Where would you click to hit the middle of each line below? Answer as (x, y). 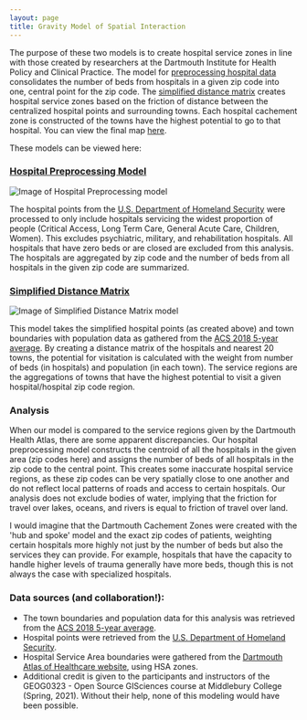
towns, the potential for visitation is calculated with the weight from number (152, 358)
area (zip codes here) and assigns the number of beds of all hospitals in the (152, 460)
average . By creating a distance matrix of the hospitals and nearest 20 (142, 348)
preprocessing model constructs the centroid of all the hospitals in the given (153, 450)
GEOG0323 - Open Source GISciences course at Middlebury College (152, 685)
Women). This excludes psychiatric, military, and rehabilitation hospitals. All (151, 238)
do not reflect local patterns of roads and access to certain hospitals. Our (148, 489)
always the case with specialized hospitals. (90, 574)
